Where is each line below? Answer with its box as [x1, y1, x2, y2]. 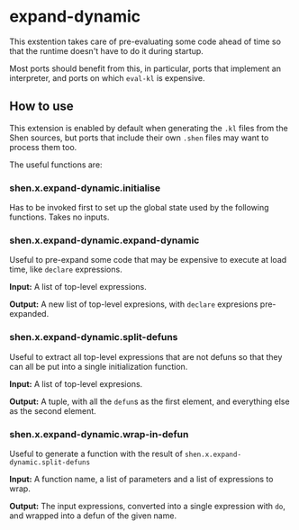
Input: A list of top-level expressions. [9, 282, 147, 292]
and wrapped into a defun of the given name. [9, 510, 177, 521]
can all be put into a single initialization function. [9, 361, 188, 372]
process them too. [9, 141, 77, 152]
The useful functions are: [9, 159, 103, 170]
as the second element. [9, 405, 96, 416]
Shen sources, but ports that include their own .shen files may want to [9, 132, 269, 143]
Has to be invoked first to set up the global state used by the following [9, 202, 269, 213]
